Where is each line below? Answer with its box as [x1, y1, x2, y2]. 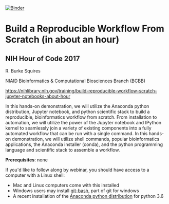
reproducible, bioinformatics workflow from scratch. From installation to [5, 114, 157, 120]
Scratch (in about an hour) [5, 34, 120, 46]
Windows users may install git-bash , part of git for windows [12, 188, 139, 194]
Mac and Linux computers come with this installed [12, 182, 120, 188]
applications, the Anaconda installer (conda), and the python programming [5, 141, 163, 147]
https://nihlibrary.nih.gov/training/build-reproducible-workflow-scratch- [5, 88, 157, 94]
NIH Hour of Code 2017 [5, 54, 80, 63]
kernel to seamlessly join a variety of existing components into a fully [5, 125, 152, 131]
